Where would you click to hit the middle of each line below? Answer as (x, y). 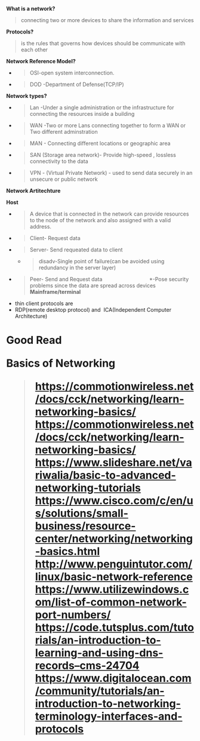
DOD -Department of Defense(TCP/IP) (77, 84)
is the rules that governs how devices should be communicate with (103, 43)
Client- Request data (55, 238)
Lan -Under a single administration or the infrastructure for (102, 107)
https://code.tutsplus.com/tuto (115, 628)
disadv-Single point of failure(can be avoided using (101, 261)
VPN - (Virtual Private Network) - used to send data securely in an (111, 173)
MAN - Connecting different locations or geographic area (100, 143)
